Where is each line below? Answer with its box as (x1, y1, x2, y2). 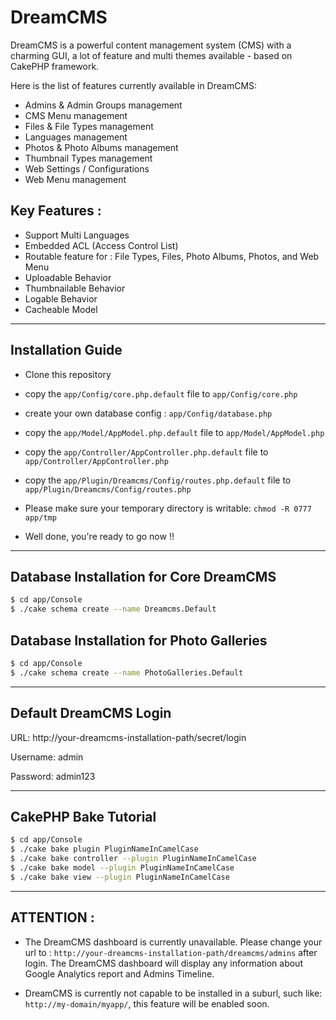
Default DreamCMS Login (10, 705, 172, 722)
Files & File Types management (24, 120, 154, 132)
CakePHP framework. (10, 60, 100, 72)
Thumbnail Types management (24, 152, 153, 164)
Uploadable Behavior (24, 271, 112, 283)
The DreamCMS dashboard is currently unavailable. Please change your (24, 936, 323, 948)
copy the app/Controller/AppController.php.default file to (24, 446, 269, 458)
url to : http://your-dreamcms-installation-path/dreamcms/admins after (24, 946, 318, 958)
